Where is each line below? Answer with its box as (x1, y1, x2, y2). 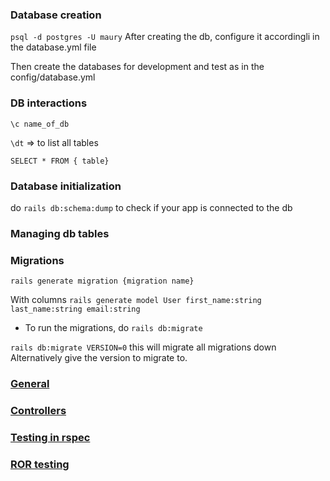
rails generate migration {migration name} (10, 276, 195, 287)
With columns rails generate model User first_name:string (10, 294, 262, 306)
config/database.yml (10, 71, 96, 83)
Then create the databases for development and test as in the (10, 61, 265, 73)
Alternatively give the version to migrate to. (10, 352, 188, 364)
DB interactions (10, 96, 88, 110)
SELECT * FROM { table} (10, 156, 110, 166)
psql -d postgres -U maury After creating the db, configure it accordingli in (10, 31, 320, 43)
